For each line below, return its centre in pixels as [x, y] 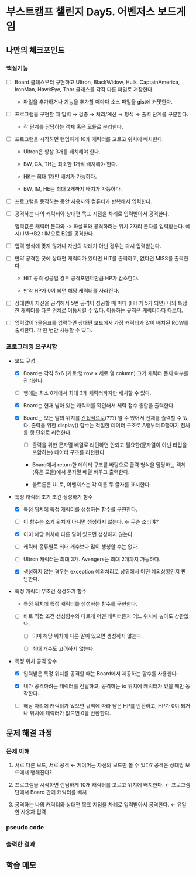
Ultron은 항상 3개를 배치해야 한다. [62, 152]
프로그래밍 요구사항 [32, 347]
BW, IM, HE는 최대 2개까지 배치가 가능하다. [73, 189]
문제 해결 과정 [29, 733]
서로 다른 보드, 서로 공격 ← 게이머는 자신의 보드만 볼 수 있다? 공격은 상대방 [99, 765]
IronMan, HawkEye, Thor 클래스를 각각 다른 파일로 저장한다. [84, 89]
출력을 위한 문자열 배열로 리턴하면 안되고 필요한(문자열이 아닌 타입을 [109, 445]
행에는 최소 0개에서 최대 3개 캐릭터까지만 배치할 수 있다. [87, 393]
